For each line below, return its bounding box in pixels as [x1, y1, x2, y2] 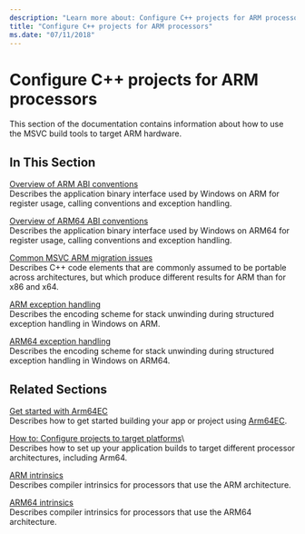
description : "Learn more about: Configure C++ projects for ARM [9, 13, 261, 23]
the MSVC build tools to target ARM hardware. [9, 128, 182, 139]
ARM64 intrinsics [9, 497, 74, 508]
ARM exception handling [9, 299, 102, 310]
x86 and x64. [9, 282, 59, 292]
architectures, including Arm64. [9, 451, 128, 463]
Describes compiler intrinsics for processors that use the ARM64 [9, 506, 252, 518]
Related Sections [9, 381, 107, 397]
